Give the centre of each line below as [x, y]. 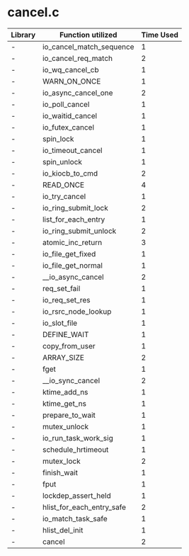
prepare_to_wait [69, 415]
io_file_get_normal [72, 265]
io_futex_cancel [68, 127]
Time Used [160, 35]
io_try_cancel [64, 196]
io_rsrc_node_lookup [77, 311]
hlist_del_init [63, 530]
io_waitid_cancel [70, 115]
